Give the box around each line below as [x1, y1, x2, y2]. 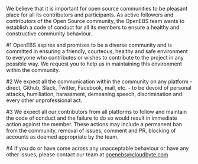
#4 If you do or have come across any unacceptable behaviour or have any [6, 145, 189, 152]
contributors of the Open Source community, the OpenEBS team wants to [6, 18, 185, 24]
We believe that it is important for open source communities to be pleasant [6, 5, 188, 12]
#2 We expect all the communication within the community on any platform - [6, 78, 193, 85]
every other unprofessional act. [6, 97, 83, 104]
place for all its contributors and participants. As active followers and [6, 11, 174, 18]
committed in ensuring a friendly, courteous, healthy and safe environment [6, 48, 188, 55]
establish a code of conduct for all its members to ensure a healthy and [6, 24, 180, 31]
